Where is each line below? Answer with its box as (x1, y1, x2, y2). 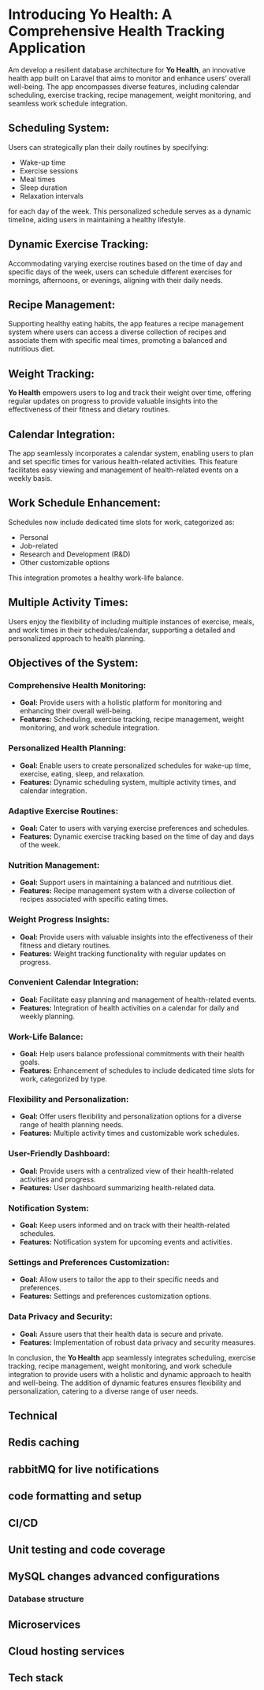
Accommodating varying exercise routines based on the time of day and (8, 259, 243, 268)
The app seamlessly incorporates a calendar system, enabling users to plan (8, 449, 254, 458)
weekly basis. (8, 474, 53, 482)
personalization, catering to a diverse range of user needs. (8, 1386, 199, 1396)
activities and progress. (19, 1174, 96, 1184)
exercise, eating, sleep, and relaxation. (19, 769, 145, 778)
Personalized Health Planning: (8, 743, 127, 754)
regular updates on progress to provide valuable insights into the (8, 396, 218, 406)
